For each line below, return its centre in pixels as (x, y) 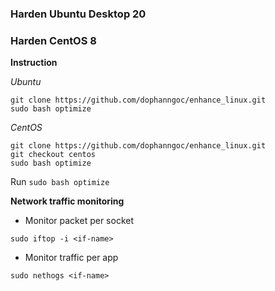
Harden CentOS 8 (53, 40)
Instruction (34, 63)
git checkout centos (53, 155)
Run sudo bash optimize (60, 182)
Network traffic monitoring (67, 201)
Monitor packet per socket (79, 221)
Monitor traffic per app (71, 258)
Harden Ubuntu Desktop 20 (78, 14)
